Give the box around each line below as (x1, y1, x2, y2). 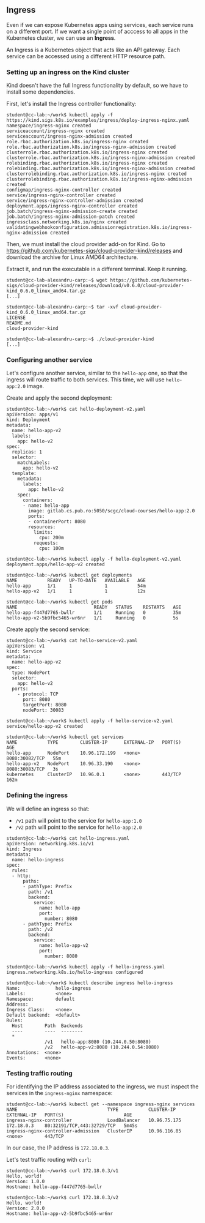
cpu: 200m (38, 535, 64, 541)
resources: (28, 524, 56, 530)
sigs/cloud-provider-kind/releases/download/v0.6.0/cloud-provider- (6, 283, 184, 289)
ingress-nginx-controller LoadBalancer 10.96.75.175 (6, 1117, 182, 1123)
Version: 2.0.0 (6, 1205, 45, 1211)
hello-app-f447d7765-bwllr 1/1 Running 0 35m (6, 610, 182, 616)
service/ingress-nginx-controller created (6, 192, 116, 198)
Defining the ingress (6, 791, 68, 799)
